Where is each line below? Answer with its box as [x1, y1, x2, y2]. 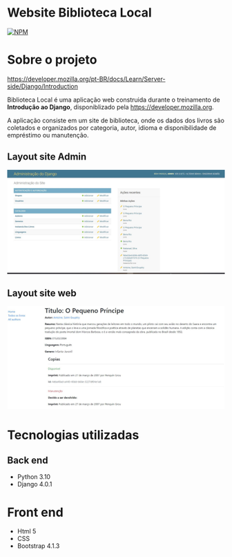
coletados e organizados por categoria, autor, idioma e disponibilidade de [7, 123, 217, 132]
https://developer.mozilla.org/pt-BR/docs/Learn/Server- [7, 75, 166, 83]
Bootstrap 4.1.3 [17, 542, 60, 550]
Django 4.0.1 [17, 480, 52, 489]
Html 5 [17, 527, 37, 536]
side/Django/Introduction [7, 82, 78, 91]
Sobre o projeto [7, 52, 97, 68]
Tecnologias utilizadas [7, 427, 139, 443]
